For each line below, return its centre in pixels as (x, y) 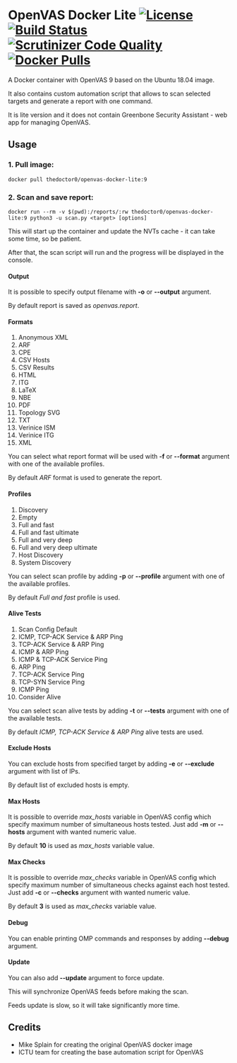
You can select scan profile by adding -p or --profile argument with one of (116, 576)
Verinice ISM (37, 427)
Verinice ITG (36, 435)
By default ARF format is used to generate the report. (85, 478)
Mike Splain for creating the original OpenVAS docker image (105, 1045)
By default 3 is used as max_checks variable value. (83, 907)
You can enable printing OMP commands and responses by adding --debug (119, 938)
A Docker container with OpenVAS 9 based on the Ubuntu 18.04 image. (111, 80)
